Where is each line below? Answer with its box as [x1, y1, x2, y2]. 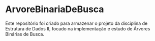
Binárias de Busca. [5, 31, 45, 37]
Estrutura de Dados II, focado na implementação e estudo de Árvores [5, 25, 150, 31]
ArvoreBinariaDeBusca [5, 4, 104, 15]
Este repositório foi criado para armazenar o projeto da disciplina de [5, 20, 148, 26]
